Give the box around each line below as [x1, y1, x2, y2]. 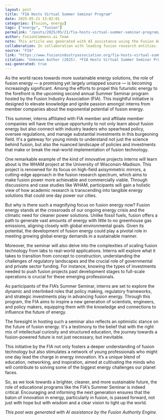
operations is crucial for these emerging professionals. [5, 274, 115, 280]
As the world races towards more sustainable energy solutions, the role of [5, 75, 154, 81]
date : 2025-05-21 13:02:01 [5, 16, 60, 21]
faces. [5, 370, 18, 376]
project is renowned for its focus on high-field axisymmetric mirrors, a [5, 167, 146, 172]
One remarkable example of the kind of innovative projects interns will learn [5, 156, 157, 162]
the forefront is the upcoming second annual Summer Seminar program [5, 91, 149, 97]
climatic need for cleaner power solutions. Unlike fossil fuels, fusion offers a [5, 212, 158, 218]
